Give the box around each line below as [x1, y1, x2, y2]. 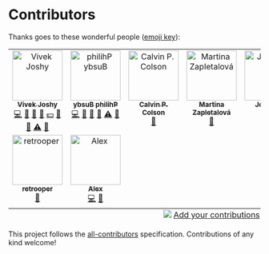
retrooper [22, 184, 54, 193]
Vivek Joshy [17, 100, 58, 109]
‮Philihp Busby [73, 100, 118, 109]
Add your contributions [173, 209, 260, 220]
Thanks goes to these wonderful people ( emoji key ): [8, 32, 181, 42]
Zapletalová [191, 108, 231, 117]
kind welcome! [8, 237, 57, 247]
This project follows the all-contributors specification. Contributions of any [8, 229, 255, 239]
